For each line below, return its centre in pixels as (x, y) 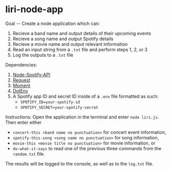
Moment (21, 85)
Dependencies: (21, 65)
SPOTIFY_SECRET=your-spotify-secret (59, 107)
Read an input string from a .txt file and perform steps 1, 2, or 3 (80, 49)
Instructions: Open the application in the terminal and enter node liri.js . (82, 117)
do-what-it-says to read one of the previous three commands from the (87, 148)
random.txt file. (29, 154)
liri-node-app (34, 9)
